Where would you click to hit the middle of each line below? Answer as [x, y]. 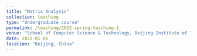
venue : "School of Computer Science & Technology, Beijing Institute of [97, 33]
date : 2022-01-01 [27, 38]
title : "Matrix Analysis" [38, 11]
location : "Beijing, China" [40, 44]
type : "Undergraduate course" [43, 22]
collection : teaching [33, 17]
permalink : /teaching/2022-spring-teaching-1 [62, 28]
